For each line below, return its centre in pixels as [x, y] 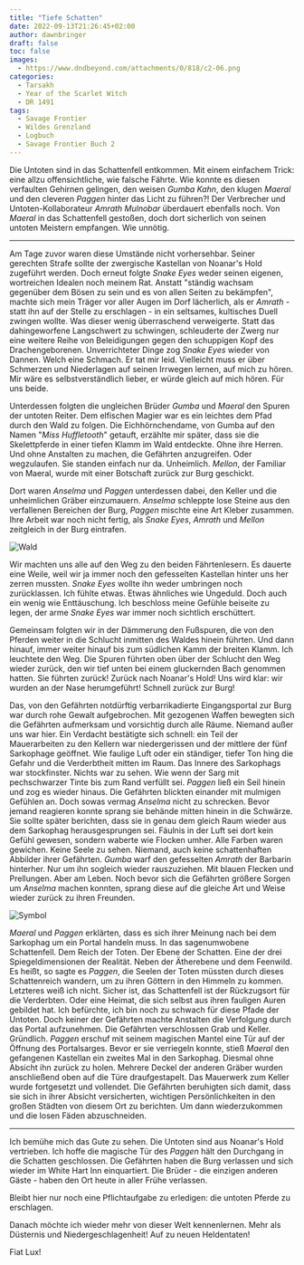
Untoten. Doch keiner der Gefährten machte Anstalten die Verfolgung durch [150, 1019]
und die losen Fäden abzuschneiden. [78, 1116]
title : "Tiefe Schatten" [56, 18]
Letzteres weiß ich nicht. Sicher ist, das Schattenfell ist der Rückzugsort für [150, 990]
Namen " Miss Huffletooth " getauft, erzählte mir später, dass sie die [134, 435]
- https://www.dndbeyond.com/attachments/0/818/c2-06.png [129, 69]
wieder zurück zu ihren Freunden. [72, 897]
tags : [19, 110]
